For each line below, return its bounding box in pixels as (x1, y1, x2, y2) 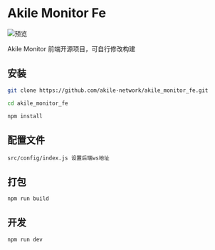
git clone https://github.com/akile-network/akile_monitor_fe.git (7, 87, 209, 94)
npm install (7, 113, 43, 120)
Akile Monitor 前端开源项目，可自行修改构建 (7, 44, 135, 53)
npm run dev (7, 236, 43, 243)
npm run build (7, 195, 50, 202)
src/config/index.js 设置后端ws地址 (7, 155, 110, 162)
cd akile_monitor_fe (7, 100, 69, 107)
